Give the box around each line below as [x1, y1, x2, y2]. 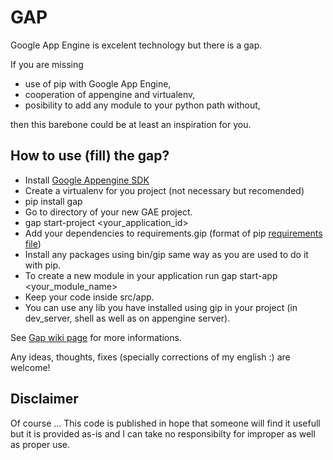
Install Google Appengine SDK [24, 174, 150, 186]
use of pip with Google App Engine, [24, 77, 172, 90]
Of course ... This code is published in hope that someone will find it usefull [10, 417, 321, 429]
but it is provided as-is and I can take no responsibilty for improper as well [10, 427, 316, 440]
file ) [24, 237, 42, 250]
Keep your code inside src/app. [24, 291, 155, 303]
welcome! [10, 361, 51, 373]
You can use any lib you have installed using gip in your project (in [24, 301, 298, 313]
